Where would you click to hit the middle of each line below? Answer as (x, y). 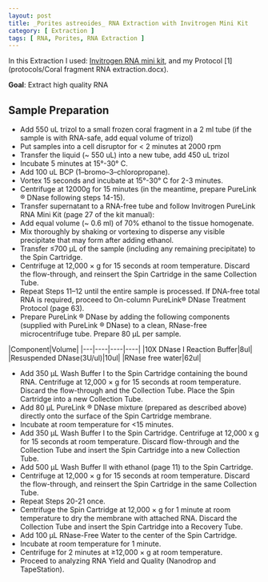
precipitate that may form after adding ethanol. (97, 240)
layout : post (30, 16)
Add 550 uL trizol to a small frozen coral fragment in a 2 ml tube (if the (136, 130)
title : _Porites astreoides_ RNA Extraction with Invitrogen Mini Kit (128, 23)
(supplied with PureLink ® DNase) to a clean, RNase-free (113, 325)
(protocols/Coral (35, 70)
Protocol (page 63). (52, 309)
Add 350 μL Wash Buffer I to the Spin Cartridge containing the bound (134, 374)
